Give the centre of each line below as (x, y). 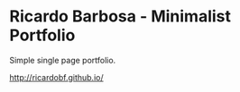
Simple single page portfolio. (63, 60)
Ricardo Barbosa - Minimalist (120, 17)
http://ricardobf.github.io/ (56, 77)
